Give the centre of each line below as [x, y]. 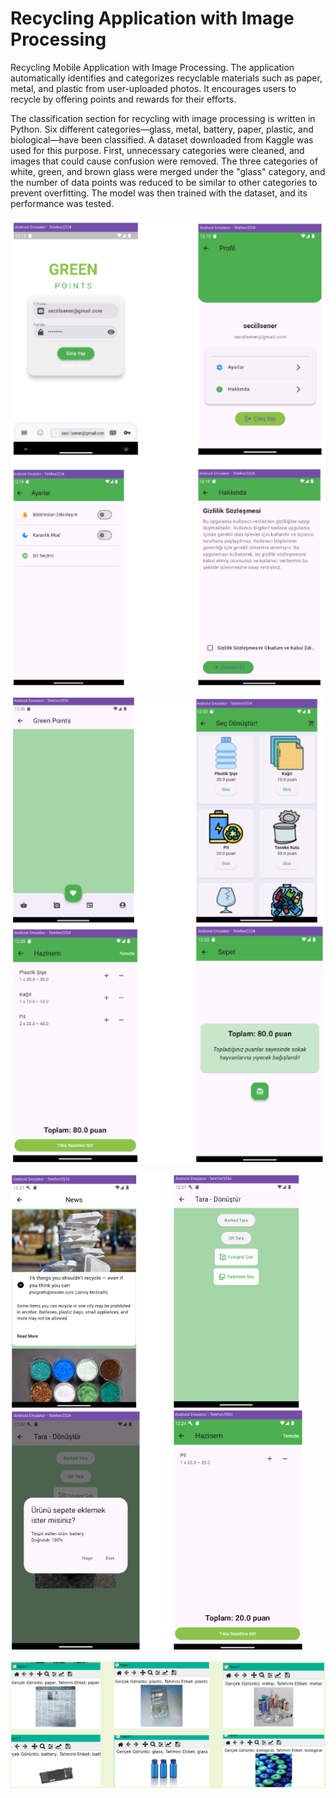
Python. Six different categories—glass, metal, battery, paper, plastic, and [162, 129]
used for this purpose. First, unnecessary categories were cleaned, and [157, 150]
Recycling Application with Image [152, 18]
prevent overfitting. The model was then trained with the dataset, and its [159, 193]
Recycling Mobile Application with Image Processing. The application [152, 67]
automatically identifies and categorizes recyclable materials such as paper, [166, 78]
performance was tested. [62, 203]
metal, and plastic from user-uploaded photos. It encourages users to [153, 88]
